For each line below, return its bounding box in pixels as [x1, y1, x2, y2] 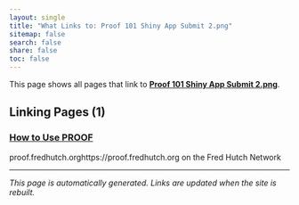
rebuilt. [9, 186, 36, 197]
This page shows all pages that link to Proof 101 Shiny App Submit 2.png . [9, 79, 280, 89]
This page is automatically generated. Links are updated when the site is [9, 177, 278, 188]
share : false [9, 46, 58, 55]
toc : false [9, 54, 50, 63]
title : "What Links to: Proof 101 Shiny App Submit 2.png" [9, 21, 233, 30]
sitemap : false [9, 29, 66, 38]
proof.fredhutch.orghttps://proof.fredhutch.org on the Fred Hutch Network [9, 152, 282, 162]
